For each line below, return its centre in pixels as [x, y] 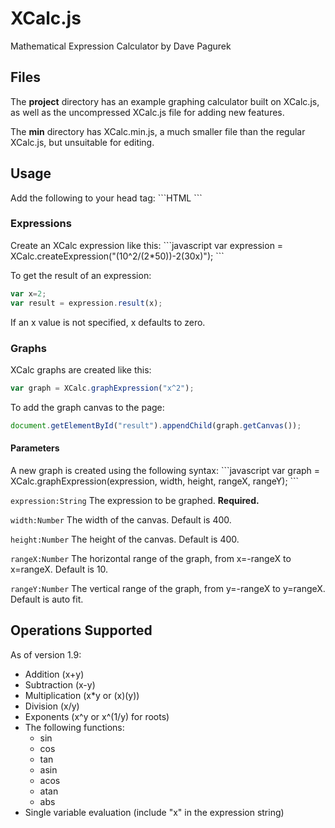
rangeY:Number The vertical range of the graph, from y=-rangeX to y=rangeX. [168, 588]
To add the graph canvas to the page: [87, 407]
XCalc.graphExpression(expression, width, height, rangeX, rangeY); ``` [155, 481]
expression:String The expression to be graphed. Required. [135, 500]
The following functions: [74, 727]
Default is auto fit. [47, 599]
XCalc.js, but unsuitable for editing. [82, 142]
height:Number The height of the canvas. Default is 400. [125, 539]
